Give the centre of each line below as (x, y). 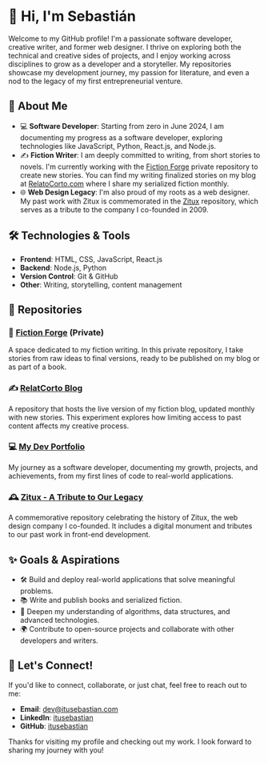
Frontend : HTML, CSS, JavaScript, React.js (91, 259)
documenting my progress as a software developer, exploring (121, 137)
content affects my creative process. (69, 426)
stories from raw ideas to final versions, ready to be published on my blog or (134, 359)
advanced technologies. (60, 620)
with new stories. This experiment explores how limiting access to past (125, 417)
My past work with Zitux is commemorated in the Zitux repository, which (139, 201)
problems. (36, 591)
